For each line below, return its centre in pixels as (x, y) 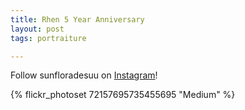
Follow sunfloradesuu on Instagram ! (84, 75)
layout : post (37, 29)
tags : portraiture (48, 38)
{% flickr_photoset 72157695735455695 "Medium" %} (123, 95)
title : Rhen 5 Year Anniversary (77, 19)
